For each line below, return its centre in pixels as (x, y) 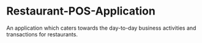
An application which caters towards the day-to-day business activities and (101, 28)
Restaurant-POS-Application (81, 11)
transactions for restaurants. (42, 34)
